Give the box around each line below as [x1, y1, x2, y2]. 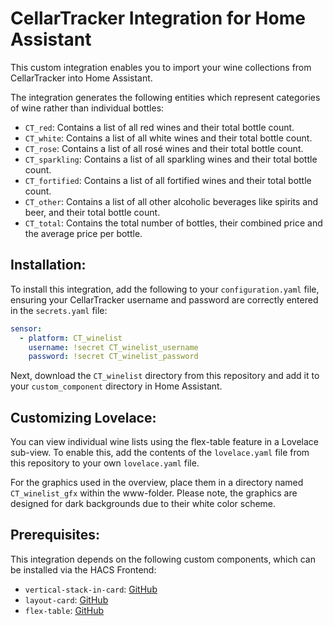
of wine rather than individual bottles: [10, 102, 165, 114]
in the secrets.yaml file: [10, 304, 108, 316]
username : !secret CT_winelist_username [28, 342, 199, 352]
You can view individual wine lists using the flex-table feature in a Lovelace [10, 436, 319, 448]
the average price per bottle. [24, 227, 143, 239]
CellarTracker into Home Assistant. [10, 72, 153, 84]
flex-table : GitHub [24, 604, 105, 616]
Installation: [10, 257, 87, 274]
